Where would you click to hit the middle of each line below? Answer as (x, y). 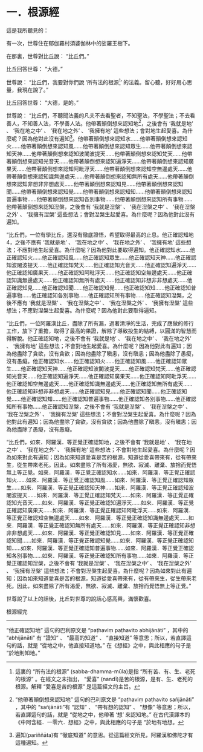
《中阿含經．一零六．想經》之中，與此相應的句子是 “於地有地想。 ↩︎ (99, 722)
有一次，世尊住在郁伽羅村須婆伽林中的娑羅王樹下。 (70, 43)
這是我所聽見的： (27, 30)
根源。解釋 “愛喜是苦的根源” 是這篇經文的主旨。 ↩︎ (78, 686)
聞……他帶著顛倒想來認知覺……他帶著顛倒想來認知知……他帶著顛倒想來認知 (99, 191)
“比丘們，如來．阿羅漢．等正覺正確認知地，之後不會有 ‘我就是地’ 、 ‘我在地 (99, 442)
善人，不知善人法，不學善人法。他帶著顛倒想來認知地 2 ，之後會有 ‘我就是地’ (100, 123)
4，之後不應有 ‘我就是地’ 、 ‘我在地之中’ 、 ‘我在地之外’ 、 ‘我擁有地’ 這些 (96, 242)
